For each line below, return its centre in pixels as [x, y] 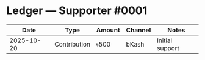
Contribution [72, 44]
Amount [108, 30]
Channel [138, 30]
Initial [164, 40]
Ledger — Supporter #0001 [77, 11]
